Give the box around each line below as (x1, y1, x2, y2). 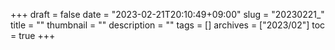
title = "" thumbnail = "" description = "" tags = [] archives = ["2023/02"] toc (10, 19, 326, 31)
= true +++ (10, 30, 56, 41)
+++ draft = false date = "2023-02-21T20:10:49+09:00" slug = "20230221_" (10, 9, 325, 20)
